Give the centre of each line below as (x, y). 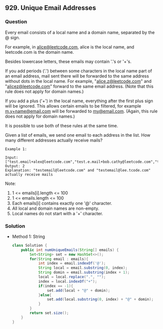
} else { (45, 295)
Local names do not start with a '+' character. (57, 213)
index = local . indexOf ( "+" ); (68, 281)
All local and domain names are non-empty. (56, 208)
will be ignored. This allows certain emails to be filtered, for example (73, 106)
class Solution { (30, 245)
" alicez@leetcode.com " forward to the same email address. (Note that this (79, 86)
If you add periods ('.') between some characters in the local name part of (79, 71)
